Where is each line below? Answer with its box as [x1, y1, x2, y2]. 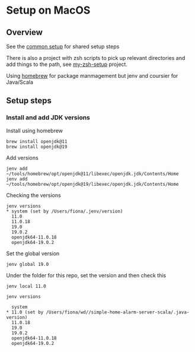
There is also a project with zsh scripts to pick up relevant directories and [6, 55, 186, 61]
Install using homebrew [6, 127, 63, 134]
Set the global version [6, 250, 60, 257]
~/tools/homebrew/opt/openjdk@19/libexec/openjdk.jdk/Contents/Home [6, 181, 179, 187]
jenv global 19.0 [6, 261, 49, 267]
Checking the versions [6, 191, 61, 199]
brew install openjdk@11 [6, 138, 68, 144]
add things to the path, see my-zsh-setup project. [6, 61, 127, 68]
